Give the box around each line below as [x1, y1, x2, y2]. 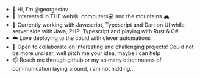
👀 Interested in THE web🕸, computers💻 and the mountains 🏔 [12, 13, 170, 19]
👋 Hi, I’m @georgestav [12, 6, 69, 13]
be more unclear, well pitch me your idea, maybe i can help [12, 50, 160, 57]
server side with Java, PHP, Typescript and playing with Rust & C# [12, 28, 179, 34]
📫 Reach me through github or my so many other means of [12, 56, 162, 63]
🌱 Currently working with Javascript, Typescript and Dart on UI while [12, 21, 185, 28]
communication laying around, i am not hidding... [12, 65, 135, 72]
